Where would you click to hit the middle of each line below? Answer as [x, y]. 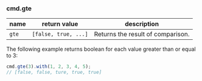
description [142, 24]
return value [60, 24]
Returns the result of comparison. [142, 34]
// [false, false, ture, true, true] [54, 73]
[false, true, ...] [60, 34]
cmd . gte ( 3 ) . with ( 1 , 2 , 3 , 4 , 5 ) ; [49, 67]
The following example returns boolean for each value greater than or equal [101, 49]
